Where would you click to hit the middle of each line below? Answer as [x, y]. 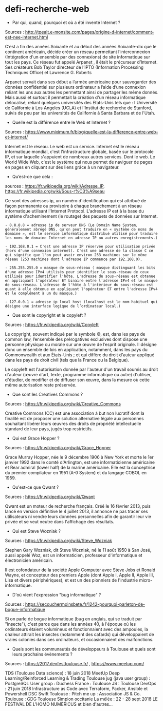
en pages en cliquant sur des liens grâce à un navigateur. [63, 167]
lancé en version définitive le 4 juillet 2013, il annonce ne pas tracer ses [77, 511]
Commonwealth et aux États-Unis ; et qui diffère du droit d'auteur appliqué [80, 355]
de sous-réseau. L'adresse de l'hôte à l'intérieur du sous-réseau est [79, 285]
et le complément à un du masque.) [41, 293]
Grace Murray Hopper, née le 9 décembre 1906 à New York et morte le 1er [80, 457]
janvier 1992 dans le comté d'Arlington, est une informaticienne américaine [80, 462]
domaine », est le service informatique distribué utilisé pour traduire [81, 233]
